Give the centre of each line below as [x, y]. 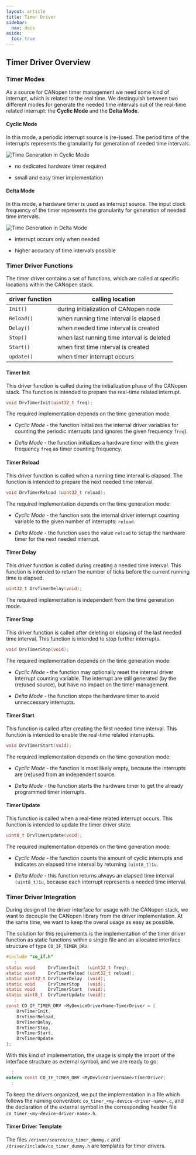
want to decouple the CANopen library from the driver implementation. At [94, 916]
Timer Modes [25, 79]
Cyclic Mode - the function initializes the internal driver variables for [97, 425]
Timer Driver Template [34, 1126]
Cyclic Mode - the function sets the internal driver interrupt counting [97, 515]
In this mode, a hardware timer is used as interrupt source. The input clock [96, 204]
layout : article [26, 11]
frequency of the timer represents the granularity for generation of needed [96, 210]
